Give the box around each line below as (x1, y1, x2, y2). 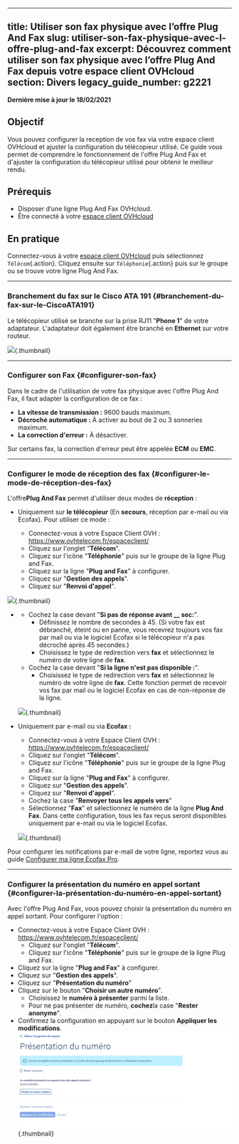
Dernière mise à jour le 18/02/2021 (7, 95, 112, 104)
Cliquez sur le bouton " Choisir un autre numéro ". (17, 986, 163, 995)
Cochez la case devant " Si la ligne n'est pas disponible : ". (28, 663, 200, 672)
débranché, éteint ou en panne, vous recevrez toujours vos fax (38, 625, 223, 634)
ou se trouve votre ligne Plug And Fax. (7, 267, 119, 275)
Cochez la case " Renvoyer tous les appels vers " (28, 796, 172, 805)
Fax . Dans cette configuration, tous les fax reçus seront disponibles (28, 812, 227, 820)
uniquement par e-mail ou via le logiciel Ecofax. (28, 819, 169, 827)
